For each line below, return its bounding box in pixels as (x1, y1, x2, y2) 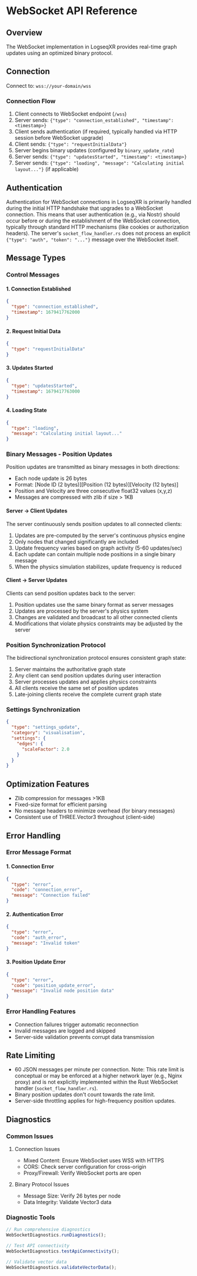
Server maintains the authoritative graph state (14, 666, 126, 673)
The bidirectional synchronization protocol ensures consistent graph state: (6, 655, 186, 662)
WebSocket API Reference (6, 4, 138, 18)
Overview (6, 28, 43, 38)
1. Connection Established (6, 285, 71, 292)
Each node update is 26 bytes (14, 475, 87, 482)
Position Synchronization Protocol (6, 641, 106, 649)
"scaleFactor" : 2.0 (21, 746, 69, 752)
